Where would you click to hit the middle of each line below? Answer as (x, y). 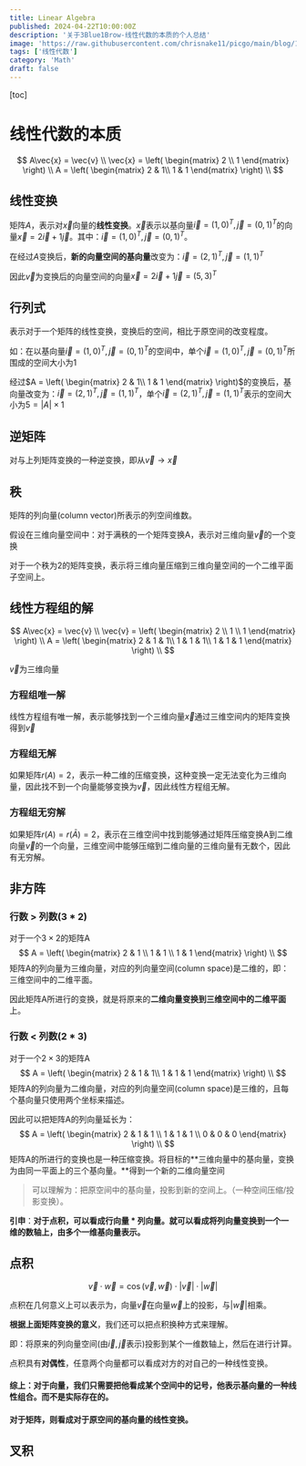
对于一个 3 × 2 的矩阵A (50, 938)
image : (22, 43)
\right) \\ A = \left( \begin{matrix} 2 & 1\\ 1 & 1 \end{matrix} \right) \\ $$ (153, 170)
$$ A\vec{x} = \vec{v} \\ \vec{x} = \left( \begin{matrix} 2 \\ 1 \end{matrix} (153, 160)
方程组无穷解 (38, 812)
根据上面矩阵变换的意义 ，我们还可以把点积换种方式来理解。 (121, 1324)
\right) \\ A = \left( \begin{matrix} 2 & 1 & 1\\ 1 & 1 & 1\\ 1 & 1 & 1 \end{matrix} (153, 640)
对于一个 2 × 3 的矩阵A (50, 1058)
